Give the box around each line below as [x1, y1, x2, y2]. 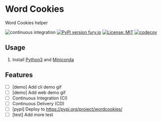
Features [5, 71, 33, 79]
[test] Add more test [12, 112, 53, 118]
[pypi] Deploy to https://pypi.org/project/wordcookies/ [12, 106, 123, 112]
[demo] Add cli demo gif [12, 84, 62, 90]
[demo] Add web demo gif [12, 90, 66, 95]
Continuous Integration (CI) [12, 95, 68, 101]
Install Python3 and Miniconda [12, 57, 74, 62]
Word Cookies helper [5, 20, 48, 26]
